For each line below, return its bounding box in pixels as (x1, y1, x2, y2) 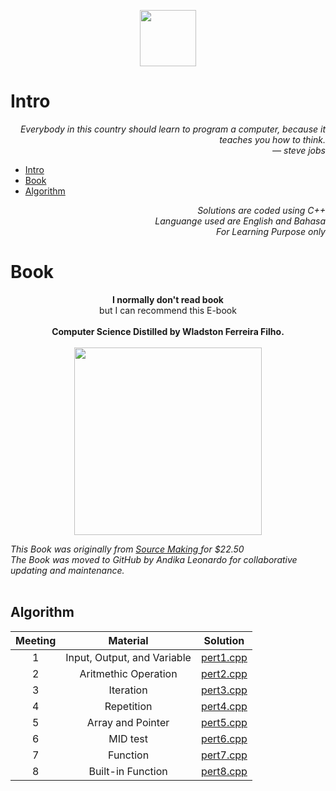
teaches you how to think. (219, 133, 326, 145)
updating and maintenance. (10, 564, 125, 576)
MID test (108, 731, 148, 745)
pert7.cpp (200, 748, 248, 762)
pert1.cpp (200, 650, 248, 664)
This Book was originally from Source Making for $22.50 (10, 543, 245, 555)
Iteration (108, 683, 148, 697)
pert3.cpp (200, 683, 248, 697)
